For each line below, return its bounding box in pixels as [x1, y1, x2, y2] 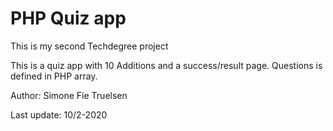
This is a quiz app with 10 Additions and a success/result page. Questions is [10, 59, 323, 71]
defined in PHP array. [10, 70, 98, 82]
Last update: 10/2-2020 [10, 108, 108, 121]
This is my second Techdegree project [10, 40, 169, 52]
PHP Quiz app [10, 7, 127, 30]
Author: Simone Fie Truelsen [10, 89, 128, 101]
